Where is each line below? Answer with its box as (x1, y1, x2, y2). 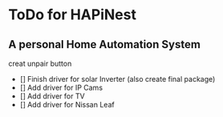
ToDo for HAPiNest (8, 6, 136, 24)
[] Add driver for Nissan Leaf (19, 100, 115, 109)
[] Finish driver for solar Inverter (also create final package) (19, 75, 216, 83)
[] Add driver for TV (19, 91, 86, 101)
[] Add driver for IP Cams (19, 83, 103, 92)
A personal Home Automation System (8, 38, 201, 51)
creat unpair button (8, 58, 72, 68)
